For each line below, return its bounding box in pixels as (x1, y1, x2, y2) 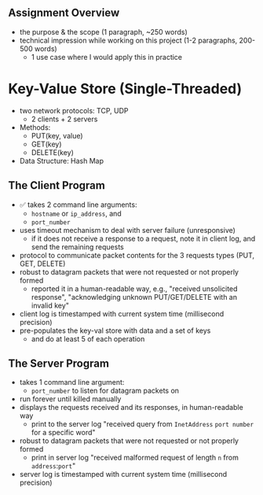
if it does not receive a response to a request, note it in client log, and (31, 234, 256, 243)
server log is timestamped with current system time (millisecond (19, 470, 228, 479)
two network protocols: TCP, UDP (19, 105, 129, 115)
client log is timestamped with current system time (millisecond (19, 308, 225, 318)
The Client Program (8, 179, 106, 192)
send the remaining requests (31, 242, 124, 251)
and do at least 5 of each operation (31, 334, 145, 343)
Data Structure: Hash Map (19, 156, 104, 165)
